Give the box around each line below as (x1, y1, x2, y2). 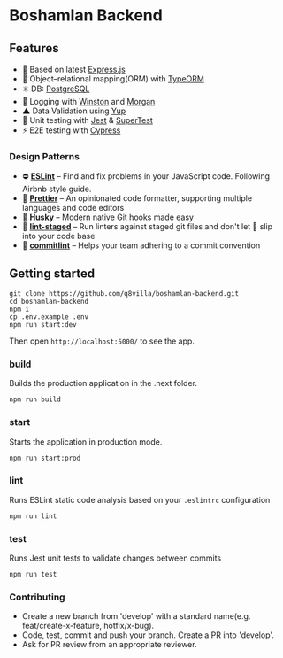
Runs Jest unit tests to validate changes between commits (9, 553, 222, 563)
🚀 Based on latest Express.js (21, 64, 126, 74)
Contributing (9, 591, 65, 603)
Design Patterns (9, 150, 80, 162)
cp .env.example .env (9, 313, 89, 321)
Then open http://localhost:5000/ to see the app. (9, 336, 195, 346)
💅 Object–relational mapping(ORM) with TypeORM (21, 74, 205, 84)
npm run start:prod (9, 453, 81, 462)
